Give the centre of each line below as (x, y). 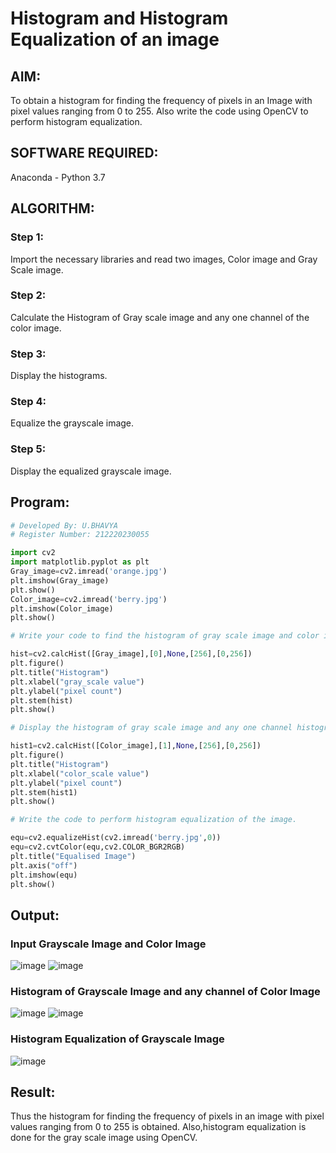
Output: (35, 915)
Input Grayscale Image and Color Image (108, 944)
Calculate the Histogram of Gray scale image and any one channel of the (160, 317)
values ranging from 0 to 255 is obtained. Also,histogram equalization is (158, 1127)
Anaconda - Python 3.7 (58, 177)
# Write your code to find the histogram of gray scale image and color (165, 636)
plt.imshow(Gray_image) (60, 580)
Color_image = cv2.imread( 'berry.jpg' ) (89, 599)
